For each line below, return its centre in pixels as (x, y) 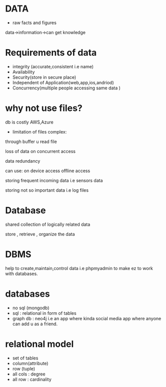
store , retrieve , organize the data (40, 234)
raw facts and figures (34, 23)
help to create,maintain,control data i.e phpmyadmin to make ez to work (79, 268)
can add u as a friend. (35, 324)
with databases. (22, 274)
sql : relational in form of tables (44, 313)
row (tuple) (24, 368)
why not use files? (44, 108)
